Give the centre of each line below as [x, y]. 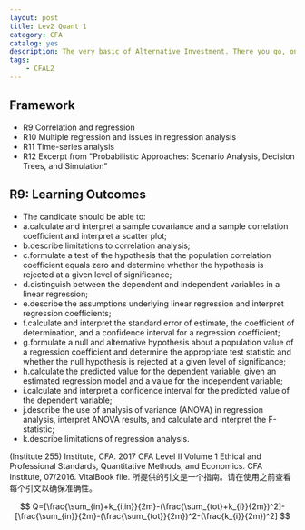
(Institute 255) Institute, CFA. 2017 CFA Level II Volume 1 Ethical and [135, 456]
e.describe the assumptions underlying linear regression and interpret [153, 303]
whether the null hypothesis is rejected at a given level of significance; [154, 361]
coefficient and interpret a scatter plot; [95, 235]
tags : [20, 60]
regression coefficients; [67, 313]
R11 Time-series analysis [69, 146]
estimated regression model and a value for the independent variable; [152, 380]
